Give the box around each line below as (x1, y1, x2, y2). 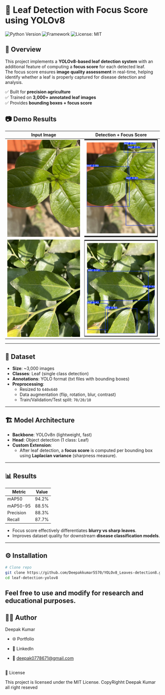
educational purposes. (5, 597, 76, 605)
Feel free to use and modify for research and (5, 589, 144, 597)
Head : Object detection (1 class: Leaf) (12, 437, 89, 443)
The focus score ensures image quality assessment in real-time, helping (5, 69, 153, 75)
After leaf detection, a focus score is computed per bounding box (19, 447, 153, 453)
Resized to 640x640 (19, 386, 58, 392)
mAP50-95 (7, 503, 31, 509)
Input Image (31, 132, 56, 138)
